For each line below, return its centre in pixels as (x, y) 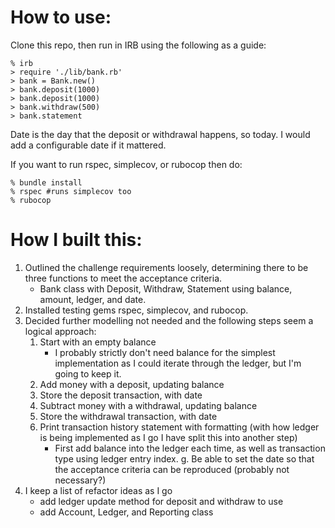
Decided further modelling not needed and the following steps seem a (169, 320)
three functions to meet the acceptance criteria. (123, 278)
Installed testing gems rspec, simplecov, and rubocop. (136, 310)
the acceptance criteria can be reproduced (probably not (172, 469)
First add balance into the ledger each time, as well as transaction (190, 448)
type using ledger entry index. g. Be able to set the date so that (184, 458)
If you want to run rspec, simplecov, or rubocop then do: (126, 164)
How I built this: (76, 240)
